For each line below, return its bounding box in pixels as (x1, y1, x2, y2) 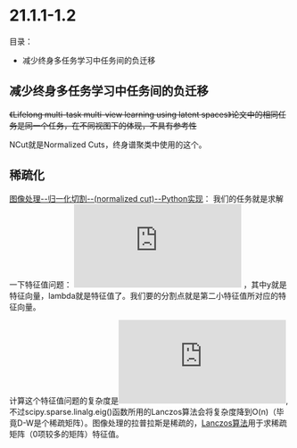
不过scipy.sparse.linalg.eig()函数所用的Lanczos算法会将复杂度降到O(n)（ (9, 406, 276, 417)
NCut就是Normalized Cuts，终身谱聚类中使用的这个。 (9, 139, 207, 150)
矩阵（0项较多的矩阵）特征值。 (9, 428, 124, 439)
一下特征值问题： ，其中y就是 (9, 278, 287, 290)
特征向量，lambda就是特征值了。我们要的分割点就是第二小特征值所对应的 (9, 290, 279, 301)
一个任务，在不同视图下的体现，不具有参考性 (32, 120, 197, 130)
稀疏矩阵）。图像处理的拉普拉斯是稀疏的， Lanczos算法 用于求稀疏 (48, 417, 287, 428)
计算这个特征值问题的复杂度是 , (9, 394, 289, 406)
